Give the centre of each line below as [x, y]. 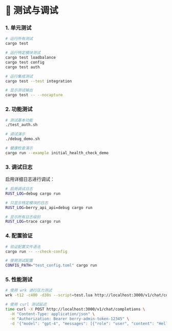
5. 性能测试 [19, 280]
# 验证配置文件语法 [23, 246]
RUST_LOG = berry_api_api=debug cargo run [49, 208]
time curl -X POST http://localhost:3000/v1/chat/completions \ [75, 309]
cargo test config [25, 62]
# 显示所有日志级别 [23, 217]
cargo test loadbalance [31, 58]
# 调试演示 [15, 134]
